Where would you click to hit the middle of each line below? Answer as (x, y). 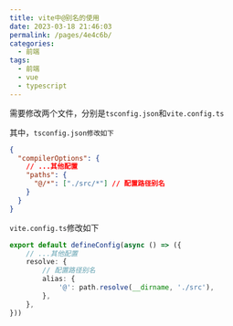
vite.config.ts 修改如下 (54, 227)
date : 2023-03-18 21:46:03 (61, 26)
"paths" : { (47, 175)
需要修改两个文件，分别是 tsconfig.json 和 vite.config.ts (117, 113)
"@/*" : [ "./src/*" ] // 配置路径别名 (99, 184)
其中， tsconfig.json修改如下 (62, 132)
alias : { (59, 279)
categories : (32, 43)
